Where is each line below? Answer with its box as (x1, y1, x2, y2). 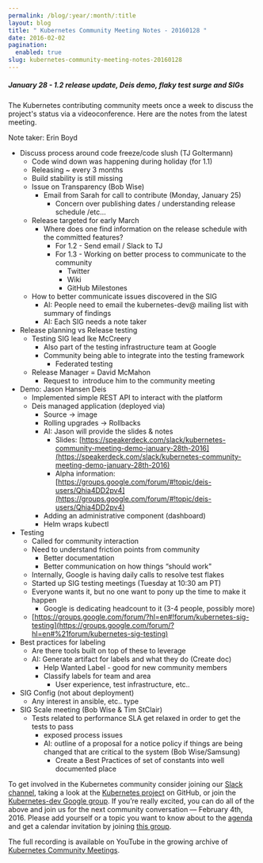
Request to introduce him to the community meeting (43, 376, 215, 385)
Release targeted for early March (31, 215, 140, 225)
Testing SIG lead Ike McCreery (31, 333, 131, 343)
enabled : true (15, 48, 62, 56)
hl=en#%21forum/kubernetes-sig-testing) (31, 629, 169, 638)
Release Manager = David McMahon (31, 367, 151, 377)
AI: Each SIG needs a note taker (43, 317, 147, 326)
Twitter (67, 266, 90, 275)
